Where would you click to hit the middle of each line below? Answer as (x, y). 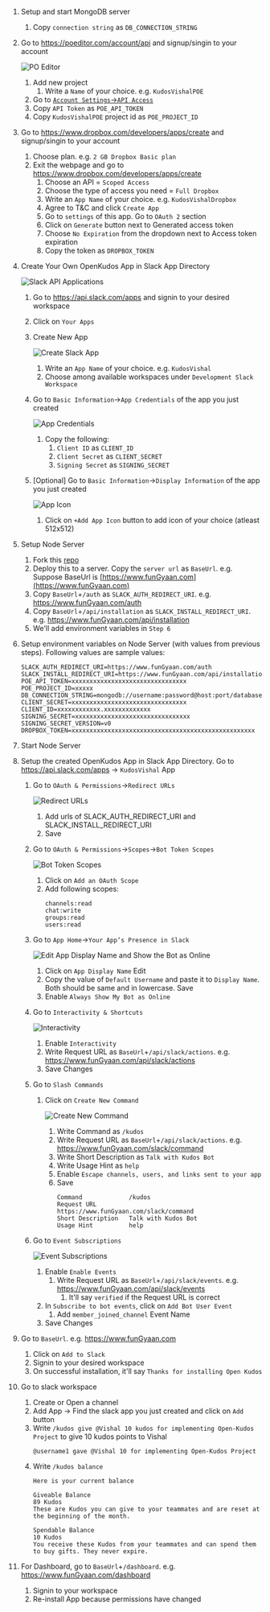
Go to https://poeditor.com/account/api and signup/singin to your (129, 43)
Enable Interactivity (81, 1043)
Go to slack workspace (59, 1387)
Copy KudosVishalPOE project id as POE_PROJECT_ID (115, 117)
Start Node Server (51, 745)
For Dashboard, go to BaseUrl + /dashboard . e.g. (98, 1566)
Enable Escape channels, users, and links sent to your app (159, 1174)
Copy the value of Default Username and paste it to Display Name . (152, 979)
